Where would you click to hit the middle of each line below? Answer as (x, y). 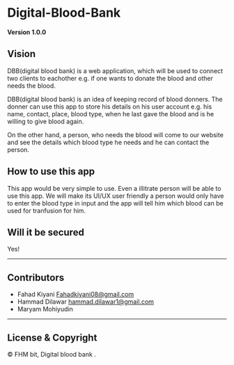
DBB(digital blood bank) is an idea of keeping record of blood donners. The (115, 99)
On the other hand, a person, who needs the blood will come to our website (116, 134)
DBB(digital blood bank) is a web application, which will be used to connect (115, 70)
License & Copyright (52, 337)
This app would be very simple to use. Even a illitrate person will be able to (114, 188)
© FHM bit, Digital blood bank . (52, 354)
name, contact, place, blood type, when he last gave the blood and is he (111, 114)
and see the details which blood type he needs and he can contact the (108, 142)
